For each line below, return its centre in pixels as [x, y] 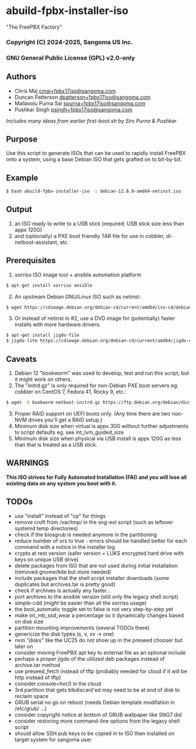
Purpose [22, 139]
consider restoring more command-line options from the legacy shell [97, 721]
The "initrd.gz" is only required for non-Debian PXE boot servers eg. [97, 386]
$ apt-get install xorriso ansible [49, 285]
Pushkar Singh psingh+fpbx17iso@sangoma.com [73, 109]
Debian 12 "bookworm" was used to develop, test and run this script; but [102, 373]
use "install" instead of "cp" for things [60, 516]
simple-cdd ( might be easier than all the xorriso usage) [80, 603]
